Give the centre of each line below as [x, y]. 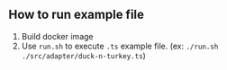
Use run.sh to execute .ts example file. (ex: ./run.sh [120, 46]
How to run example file [77, 15]
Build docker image [57, 36]
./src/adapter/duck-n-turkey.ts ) [83, 55]
